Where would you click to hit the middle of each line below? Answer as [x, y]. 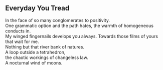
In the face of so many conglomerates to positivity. [58, 20]
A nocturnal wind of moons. [34, 62]
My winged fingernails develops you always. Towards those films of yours [81, 36]
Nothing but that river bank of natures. [45, 46]
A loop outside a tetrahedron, [35, 52]
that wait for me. [22, 41]
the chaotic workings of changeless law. [47, 57]
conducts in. [18, 31]
